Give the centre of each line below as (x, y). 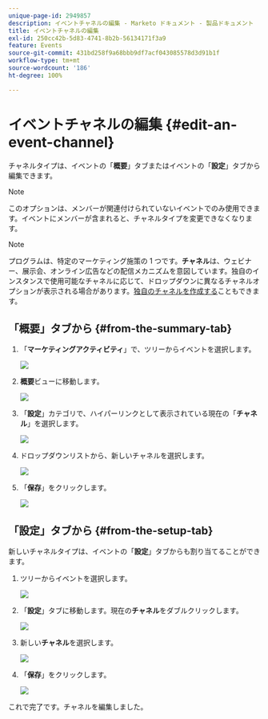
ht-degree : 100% (35, 75)
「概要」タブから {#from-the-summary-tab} (120, 329)
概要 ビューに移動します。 (62, 381)
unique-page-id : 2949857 (50, 16)
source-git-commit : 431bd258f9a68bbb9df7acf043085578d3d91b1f (114, 53)
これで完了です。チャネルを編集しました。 (78, 707)
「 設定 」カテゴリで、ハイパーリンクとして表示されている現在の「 (128, 413)
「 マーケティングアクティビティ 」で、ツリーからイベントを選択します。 (138, 349)
